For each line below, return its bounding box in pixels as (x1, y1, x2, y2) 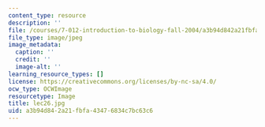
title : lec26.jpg (8, 99, 65, 107)
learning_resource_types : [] (8, 70, 104, 78)
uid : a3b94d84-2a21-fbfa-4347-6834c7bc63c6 (8, 107, 154, 115)
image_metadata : (8, 41, 62, 49)
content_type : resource (8, 11, 87, 20)
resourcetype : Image (8, 92, 77, 100)
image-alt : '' (15, 63, 62, 71)
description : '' (8, 19, 62, 27)
